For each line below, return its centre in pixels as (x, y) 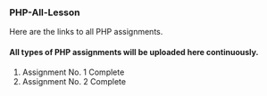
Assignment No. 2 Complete (74, 81)
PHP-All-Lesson (45, 12)
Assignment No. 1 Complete (73, 72)
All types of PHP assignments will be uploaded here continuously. (134, 52)
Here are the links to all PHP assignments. (86, 32)
